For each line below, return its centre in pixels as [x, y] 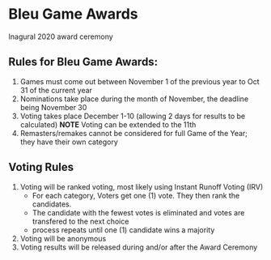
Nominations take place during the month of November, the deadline [134, 99]
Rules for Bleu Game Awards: [83, 62]
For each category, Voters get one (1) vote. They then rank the [136, 195]
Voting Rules [41, 167]
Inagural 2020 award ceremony [61, 36]
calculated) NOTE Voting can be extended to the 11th [108, 124]
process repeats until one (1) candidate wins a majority [123, 230]
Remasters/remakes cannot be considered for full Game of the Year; [134, 133]
